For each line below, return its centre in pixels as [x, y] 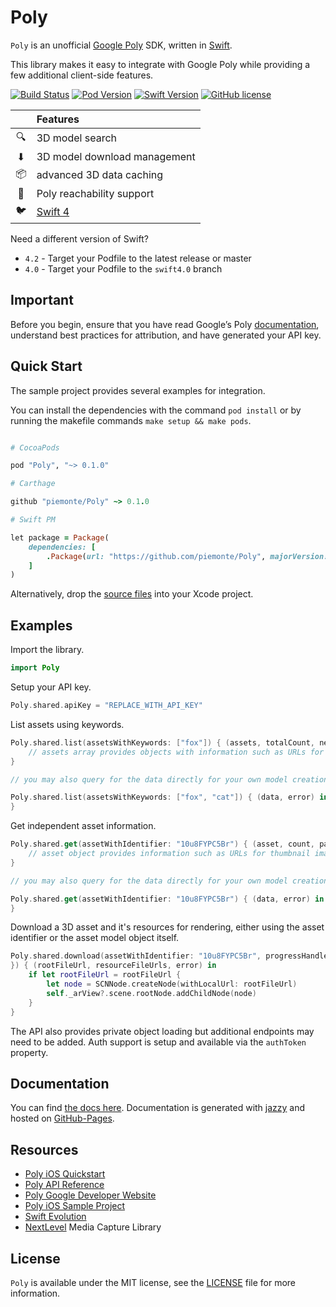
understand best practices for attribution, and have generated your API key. [166, 335]
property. [29, 1052]
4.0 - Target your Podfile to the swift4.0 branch [123, 268]
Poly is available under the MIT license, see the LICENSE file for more [153, 1282]
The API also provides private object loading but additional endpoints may [162, 1031]
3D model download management [116, 156]
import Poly [35, 668]
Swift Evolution [55, 1217]
